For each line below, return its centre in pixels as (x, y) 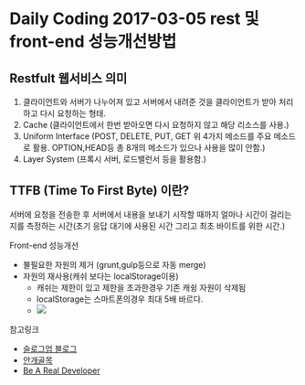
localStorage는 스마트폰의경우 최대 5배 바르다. (120, 299)
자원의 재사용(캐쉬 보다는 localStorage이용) (101, 276)
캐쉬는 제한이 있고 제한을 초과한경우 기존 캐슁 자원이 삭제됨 (141, 287)
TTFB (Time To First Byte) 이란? (100, 191)
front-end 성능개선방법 (93, 42)
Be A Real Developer (61, 370)
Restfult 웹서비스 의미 (68, 78)
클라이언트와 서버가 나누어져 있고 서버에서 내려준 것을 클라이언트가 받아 (149, 102)
